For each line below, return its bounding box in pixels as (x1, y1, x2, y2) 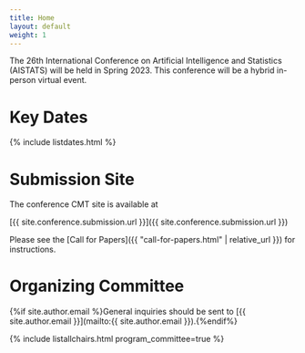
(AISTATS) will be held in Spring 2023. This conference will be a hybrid (9, 65, 275, 76)
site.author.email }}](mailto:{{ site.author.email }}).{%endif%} (9, 316, 239, 327)
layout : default (9, 22, 71, 31)
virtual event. (37, 75, 87, 86)
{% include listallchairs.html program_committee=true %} (9, 334, 225, 345)
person (9, 75, 36, 86)
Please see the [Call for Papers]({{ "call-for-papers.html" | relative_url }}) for (9, 234, 296, 245)
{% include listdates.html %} (9, 137, 117, 148)
